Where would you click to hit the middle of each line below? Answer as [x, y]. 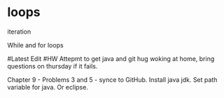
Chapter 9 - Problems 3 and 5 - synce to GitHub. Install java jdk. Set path [112, 79]
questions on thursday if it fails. [52, 66]
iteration [19, 31]
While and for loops [36, 45]
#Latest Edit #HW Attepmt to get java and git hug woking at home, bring [111, 58]
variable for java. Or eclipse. [48, 87]
